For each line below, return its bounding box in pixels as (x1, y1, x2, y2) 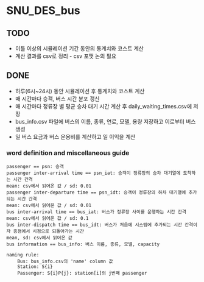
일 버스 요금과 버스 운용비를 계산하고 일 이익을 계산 (15, 133, 136, 140)
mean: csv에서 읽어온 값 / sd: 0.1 (6, 216, 89, 222)
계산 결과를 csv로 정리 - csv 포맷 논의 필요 (15, 52, 117, 60)
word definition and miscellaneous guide (6, 149, 130, 157)
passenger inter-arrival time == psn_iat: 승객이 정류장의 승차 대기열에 (6, 170, 181, 177)
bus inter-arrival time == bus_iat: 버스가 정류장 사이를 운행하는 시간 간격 (6, 209, 187, 215)
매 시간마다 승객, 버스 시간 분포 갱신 (15, 95, 100, 102)
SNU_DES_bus (6, 4, 80, 18)
